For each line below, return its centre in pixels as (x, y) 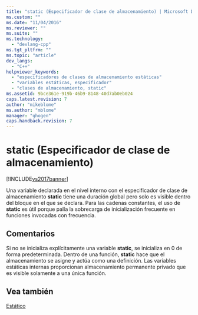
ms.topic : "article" (32, 55)
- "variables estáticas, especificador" (62, 83)
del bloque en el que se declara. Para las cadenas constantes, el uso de (93, 203)
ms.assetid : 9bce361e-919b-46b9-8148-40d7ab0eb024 (70, 94)
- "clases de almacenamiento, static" (59, 88)
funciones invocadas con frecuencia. (51, 215)
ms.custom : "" (24, 17)
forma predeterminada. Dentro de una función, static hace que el (85, 254)
